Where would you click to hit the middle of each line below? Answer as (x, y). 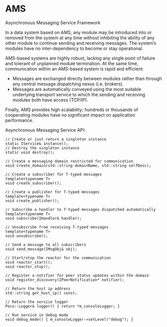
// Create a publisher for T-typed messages (52, 192)
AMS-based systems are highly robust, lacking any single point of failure (80, 58)
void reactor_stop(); (28, 267)
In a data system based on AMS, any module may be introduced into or (78, 32)
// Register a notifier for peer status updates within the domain (77, 275)
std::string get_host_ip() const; (41, 293)
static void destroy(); (30, 152)
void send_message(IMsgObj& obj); (41, 249)
